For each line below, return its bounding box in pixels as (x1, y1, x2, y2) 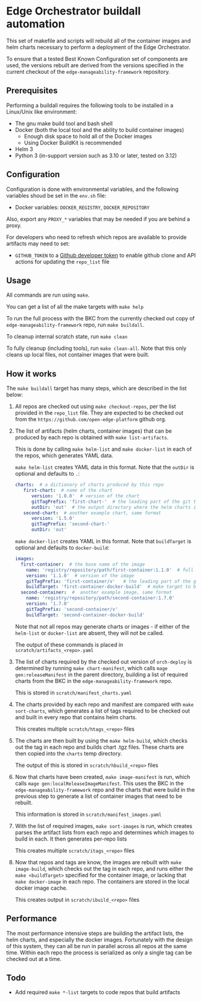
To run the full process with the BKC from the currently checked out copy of (6, 315, 195, 322)
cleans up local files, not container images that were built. (6, 351, 150, 358)
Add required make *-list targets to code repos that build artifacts (14, 989, 181, 996)
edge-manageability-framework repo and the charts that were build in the (14, 786, 195, 793)
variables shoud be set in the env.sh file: (6, 192, 107, 199)
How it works (6, 369, 57, 379)
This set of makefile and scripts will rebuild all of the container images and (6, 37, 191, 44)
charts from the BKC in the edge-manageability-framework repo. (14, 677, 173, 684)
